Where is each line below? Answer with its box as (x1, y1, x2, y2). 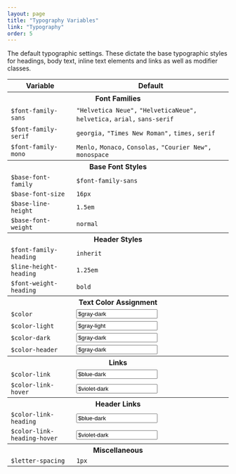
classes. (7, 64, 32, 73)
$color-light (11, 322, 55, 330)
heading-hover (11, 435, 58, 442)
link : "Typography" (7, 23, 65, 30)
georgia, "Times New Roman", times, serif (76, 130, 216, 137)
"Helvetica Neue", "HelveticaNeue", (76, 106, 197, 115)
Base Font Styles (88, 162, 147, 172)
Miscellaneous (93, 445, 143, 455)
